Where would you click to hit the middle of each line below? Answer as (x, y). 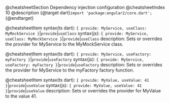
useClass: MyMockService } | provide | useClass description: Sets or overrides (84, 39)
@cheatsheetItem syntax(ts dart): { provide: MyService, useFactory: (78, 54)
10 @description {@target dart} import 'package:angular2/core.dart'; (79, 13)
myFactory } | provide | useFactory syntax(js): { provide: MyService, (75, 59)
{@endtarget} (20, 18)
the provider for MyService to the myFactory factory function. (70, 70)
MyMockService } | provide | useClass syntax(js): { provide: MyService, (77, 33)
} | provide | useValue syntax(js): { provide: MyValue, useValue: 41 (74, 85)
